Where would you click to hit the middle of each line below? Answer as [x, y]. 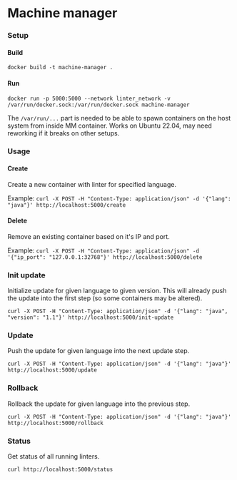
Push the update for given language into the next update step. [99, 351]
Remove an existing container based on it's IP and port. [89, 236]
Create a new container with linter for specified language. [92, 184]
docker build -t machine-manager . [60, 68]
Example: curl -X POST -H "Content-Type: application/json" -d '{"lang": [119, 198]
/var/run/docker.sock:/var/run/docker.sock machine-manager [99, 105]
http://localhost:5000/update [52, 370]
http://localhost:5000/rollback [55, 423]
